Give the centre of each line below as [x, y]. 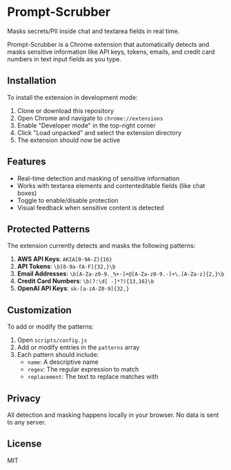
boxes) [27, 193]
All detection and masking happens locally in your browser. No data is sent [113, 415]
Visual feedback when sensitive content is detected [90, 207]
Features [27, 162]
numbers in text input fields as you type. [64, 59]
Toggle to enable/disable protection [68, 200]
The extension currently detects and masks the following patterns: [101, 246]
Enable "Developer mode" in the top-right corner [87, 125]
